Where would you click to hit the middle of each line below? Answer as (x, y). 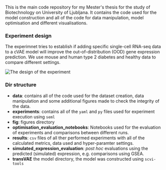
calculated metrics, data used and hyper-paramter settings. (73, 143)
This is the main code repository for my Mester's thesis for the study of (78, 7)
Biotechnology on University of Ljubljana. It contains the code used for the (81, 12)
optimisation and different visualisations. (46, 23)
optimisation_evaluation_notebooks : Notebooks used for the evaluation (86, 127)
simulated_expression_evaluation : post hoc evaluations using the (80, 148)
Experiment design (28, 36)
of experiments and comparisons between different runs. (70, 132)
